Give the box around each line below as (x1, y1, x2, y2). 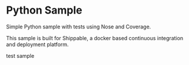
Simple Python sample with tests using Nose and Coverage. (6, 23, 151, 30)
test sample (6, 52, 35, 59)
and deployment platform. (6, 41, 69, 48)
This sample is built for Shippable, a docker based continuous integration (6, 34, 184, 41)
